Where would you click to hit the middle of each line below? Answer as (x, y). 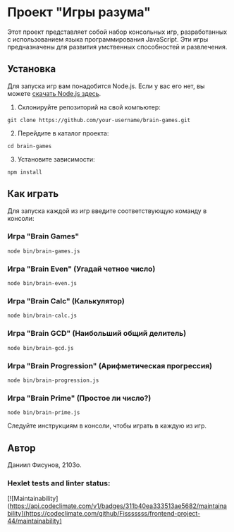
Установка (32, 69)
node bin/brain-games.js (44, 251)
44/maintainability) (35, 521)
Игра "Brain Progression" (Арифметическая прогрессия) (110, 365)
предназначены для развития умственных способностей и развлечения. (117, 47)
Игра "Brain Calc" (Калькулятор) (66, 301)
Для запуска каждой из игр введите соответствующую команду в (107, 211)
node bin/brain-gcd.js (41, 348)
